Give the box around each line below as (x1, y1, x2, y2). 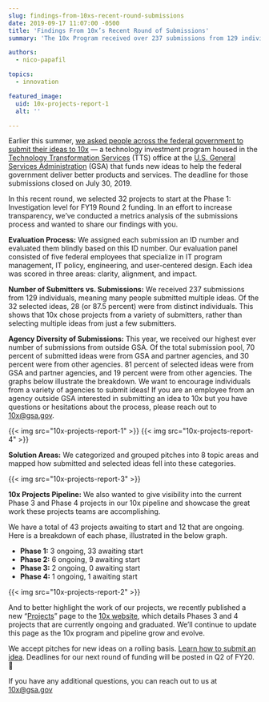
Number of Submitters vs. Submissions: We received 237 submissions (8, 285, 245, 295)
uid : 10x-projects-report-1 (15, 99, 110, 108)
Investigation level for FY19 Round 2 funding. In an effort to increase (8, 203, 233, 212)
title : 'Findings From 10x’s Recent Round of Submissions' (8, 26, 210, 34)
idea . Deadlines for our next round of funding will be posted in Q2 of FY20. (8, 652, 255, 662)
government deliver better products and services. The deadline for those (8, 170, 249, 180)
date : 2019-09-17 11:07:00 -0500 (8, 19, 120, 27)
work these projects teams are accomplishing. (8, 507, 161, 516)
